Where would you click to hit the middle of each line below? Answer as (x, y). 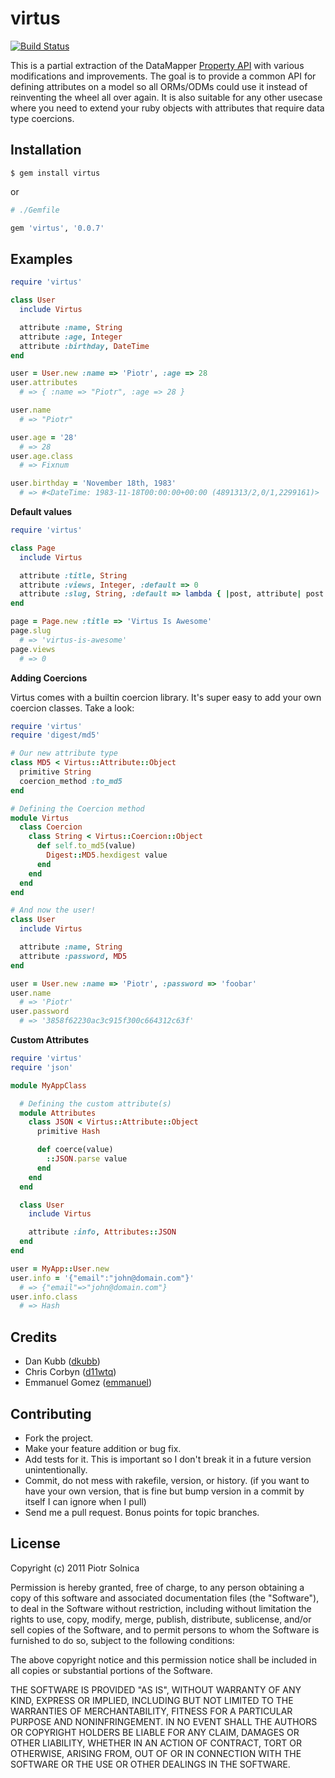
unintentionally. (56, 1469)
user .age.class (42, 456)
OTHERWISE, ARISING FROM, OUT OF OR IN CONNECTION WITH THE (156, 1753)
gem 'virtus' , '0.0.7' (57, 228)
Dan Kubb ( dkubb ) (62, 1361)
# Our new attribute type (64, 753)
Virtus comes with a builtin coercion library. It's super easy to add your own (166, 697)
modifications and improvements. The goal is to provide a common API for (163, 76)
